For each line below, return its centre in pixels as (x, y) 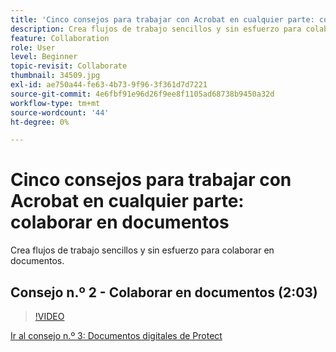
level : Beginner (44, 57)
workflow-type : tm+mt (55, 103)
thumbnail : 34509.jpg (55, 76)
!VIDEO (49, 316)
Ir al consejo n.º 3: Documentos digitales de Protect (116, 335)
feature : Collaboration (60, 38)
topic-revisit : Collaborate (69, 66)
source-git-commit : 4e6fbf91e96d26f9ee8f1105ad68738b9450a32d (142, 94)
